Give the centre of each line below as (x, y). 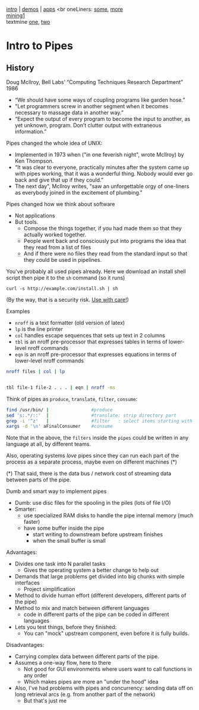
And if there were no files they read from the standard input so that (105, 254)
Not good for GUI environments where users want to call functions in (108, 669)
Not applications (35, 215)
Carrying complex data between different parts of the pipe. (87, 656)
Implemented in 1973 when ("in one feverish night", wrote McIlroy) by (99, 154)
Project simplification (49, 589)
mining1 (15, 15)
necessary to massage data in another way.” (69, 112)
